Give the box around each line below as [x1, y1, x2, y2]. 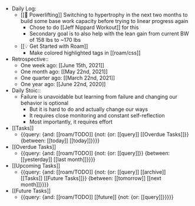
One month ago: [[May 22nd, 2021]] [20, 68, 108, 75]
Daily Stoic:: [11, 87, 41, 94]
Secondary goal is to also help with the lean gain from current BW [29, 30, 189, 37]
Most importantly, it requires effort [29, 118, 113, 125]
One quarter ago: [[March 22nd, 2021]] [20, 74, 115, 81]
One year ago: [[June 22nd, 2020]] [20, 81, 106, 87]
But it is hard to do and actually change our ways [29, 106, 148, 113]
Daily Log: [11, 5, 37, 12]
